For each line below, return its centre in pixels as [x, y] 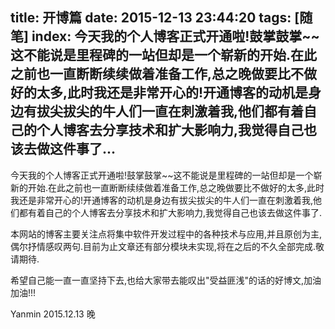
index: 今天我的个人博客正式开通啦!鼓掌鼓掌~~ [175, 36]
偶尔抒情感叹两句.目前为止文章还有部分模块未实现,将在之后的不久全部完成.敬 [167, 246]
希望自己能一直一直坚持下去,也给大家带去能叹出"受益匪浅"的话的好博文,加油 [166, 280]
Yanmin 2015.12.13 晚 [53, 314]
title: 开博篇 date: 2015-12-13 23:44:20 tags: [151, 18]
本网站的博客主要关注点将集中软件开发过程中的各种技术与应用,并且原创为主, [166, 234]
